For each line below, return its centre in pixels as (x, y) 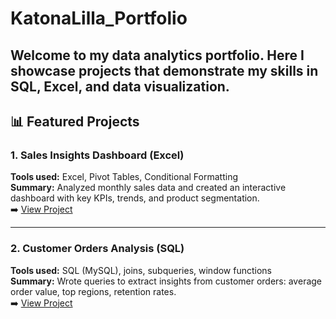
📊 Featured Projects (75, 121)
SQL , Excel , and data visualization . (120, 86)
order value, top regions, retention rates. (93, 291)
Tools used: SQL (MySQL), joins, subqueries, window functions (141, 270)
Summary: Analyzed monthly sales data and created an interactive (148, 188)
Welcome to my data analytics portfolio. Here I (157, 55)
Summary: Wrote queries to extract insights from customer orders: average (166, 281)
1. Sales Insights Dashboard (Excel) (97, 155)
